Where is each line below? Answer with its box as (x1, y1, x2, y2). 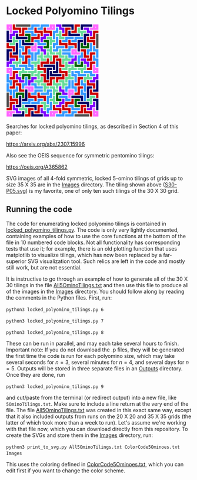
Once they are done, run (6, 371, 65, 378)
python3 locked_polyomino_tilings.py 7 (6, 318, 104, 324)
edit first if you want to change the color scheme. (6, 467, 125, 474)
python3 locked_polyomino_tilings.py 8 (6, 329, 104, 336)
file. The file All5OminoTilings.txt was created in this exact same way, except (6, 406, 192, 413)
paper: (6, 129, 22, 136)
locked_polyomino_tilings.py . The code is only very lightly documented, (6, 226, 179, 234)
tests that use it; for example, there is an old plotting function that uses (6, 245, 178, 252)
